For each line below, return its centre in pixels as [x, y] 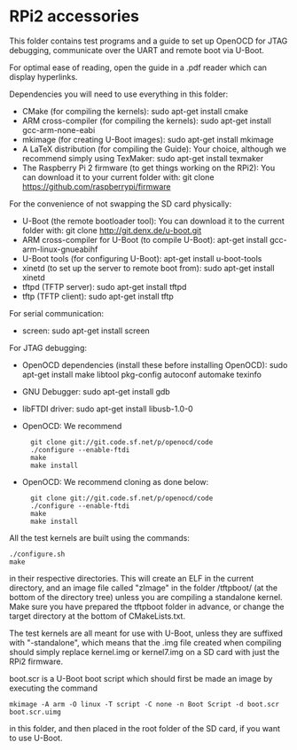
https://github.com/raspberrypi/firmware [96, 186]
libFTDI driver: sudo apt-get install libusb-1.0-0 [107, 409]
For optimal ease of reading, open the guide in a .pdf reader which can [138, 67]
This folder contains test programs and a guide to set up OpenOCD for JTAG [148, 41]
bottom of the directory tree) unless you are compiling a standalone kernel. [146, 597]
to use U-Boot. [36, 738]
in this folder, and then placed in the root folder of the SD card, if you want [145, 728]
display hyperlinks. [43, 76]
